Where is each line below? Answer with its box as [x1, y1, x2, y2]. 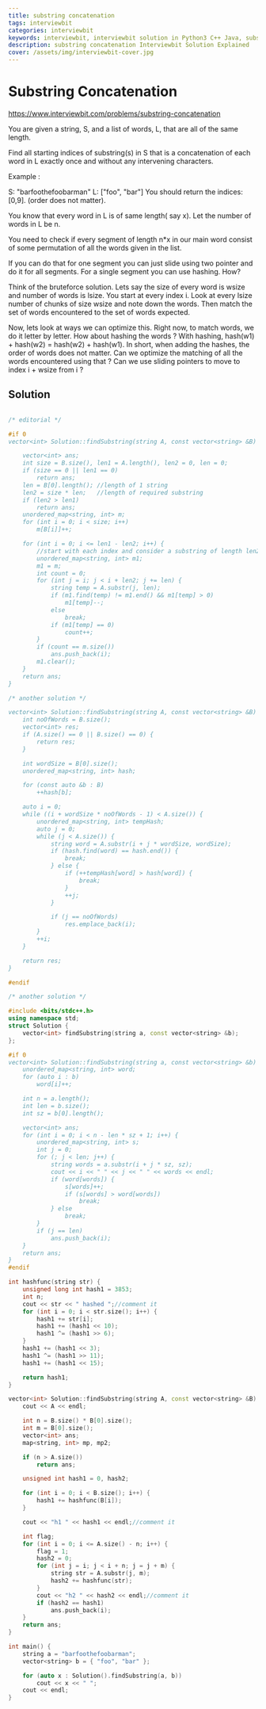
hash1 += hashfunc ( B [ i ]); [36, 1497, 123, 1504]
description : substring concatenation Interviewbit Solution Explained [8, 41, 249, 49]
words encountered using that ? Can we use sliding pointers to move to [8, 356, 241, 365]
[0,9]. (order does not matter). [8, 195, 106, 205]
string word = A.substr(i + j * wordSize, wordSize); [50, 839, 232, 848]
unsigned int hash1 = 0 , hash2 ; [22, 1475, 129, 1483]
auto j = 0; [36, 825, 77, 833]
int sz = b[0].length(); [22, 1109, 104, 1118]
